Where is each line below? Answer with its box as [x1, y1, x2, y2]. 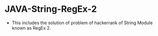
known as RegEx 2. [11, 25, 51, 31]
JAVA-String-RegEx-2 [4, 3, 97, 15]
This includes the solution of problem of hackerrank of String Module [11, 20, 153, 26]
